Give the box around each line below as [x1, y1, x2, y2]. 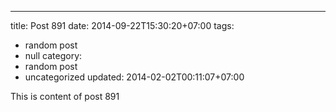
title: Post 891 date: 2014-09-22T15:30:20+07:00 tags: [10, 20, 235, 31]
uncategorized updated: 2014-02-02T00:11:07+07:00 [24, 71, 245, 83]
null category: [24, 50, 83, 61]
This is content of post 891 [10, 91, 120, 102]
